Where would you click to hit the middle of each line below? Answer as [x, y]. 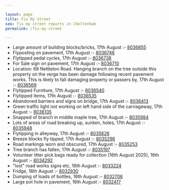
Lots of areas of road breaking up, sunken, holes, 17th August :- [79, 123]
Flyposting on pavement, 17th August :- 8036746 [64, 53]
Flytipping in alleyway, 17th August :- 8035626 [61, 134]
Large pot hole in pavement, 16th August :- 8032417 [67, 182]
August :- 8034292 [33, 161]
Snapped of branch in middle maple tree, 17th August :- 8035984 [80, 118]
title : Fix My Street [28, 19]
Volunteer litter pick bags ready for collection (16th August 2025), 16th [86, 155]
